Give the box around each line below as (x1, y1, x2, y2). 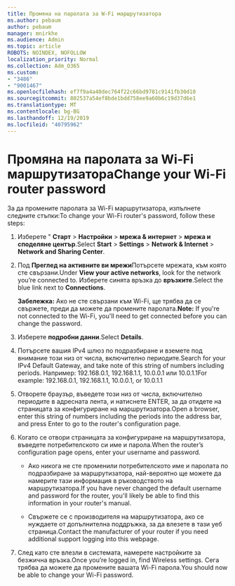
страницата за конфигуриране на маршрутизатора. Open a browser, (17, 404, 220, 414)
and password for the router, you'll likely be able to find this (27, 491, 200, 500)
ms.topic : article (7, 43, 61, 50)
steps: (7, 219, 25, 228)
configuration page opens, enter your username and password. (17, 448, 201, 456)
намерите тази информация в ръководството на (27, 477, 173, 485)
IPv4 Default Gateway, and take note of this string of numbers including (17, 362, 224, 370)
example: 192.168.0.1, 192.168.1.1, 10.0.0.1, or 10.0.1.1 (17, 376, 163, 385)
